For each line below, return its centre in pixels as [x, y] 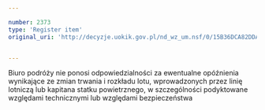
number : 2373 [30, 22]
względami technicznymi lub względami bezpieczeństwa [101, 98]
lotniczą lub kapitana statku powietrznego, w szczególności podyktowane [128, 90]
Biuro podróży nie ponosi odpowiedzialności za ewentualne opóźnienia [123, 73]
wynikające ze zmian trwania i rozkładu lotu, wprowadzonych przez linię [125, 81]
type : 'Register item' [45, 29]
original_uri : [32, 37]
